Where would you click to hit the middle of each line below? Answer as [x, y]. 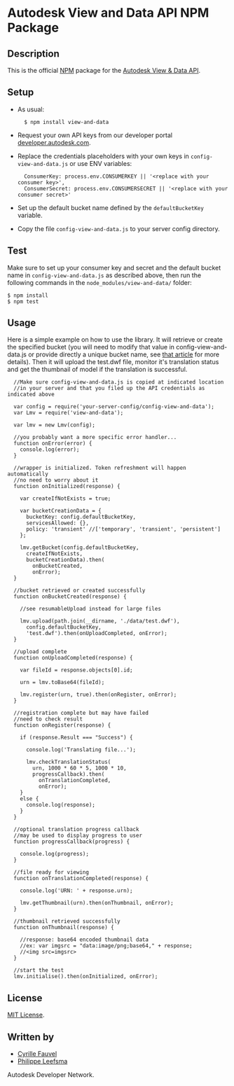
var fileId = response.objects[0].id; [76, 670]
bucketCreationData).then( [65, 560]
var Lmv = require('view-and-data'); [69, 413]
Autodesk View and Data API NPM [108, 13]
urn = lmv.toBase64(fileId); [62, 683]
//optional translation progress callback [76, 830]
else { [29, 799]
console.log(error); [50, 450]
